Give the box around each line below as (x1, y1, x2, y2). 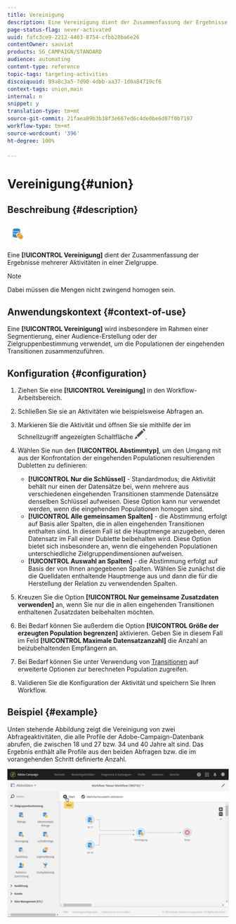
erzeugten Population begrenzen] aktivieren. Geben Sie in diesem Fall (17, 629, 223, 637)
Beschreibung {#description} (7, 204, 138, 216)
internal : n (7, 93, 42, 100)
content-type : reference (7, 63, 80, 70)
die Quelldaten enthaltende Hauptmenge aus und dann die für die (27, 572, 218, 580)
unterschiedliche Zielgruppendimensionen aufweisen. (27, 549, 184, 558)
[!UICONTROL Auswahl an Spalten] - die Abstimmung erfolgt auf (27, 557, 218, 565)
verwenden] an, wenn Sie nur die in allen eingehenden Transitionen (17, 601, 214, 609)
